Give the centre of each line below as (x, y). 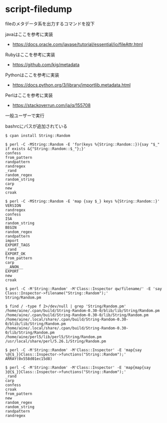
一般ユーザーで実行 (25, 115)
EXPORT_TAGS (17, 245)
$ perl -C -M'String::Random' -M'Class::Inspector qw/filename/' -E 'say (84, 288)
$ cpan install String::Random (38, 135)
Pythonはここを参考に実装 (32, 75)
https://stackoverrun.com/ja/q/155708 (51, 105)
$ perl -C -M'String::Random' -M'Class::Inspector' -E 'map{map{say (78, 367)
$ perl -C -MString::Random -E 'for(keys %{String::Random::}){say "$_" (82, 144)
